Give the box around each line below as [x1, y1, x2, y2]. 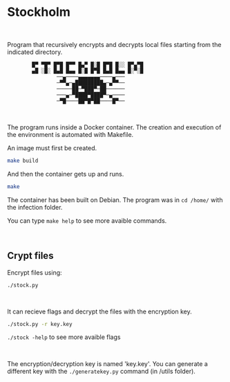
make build [7, 157, 39, 164]
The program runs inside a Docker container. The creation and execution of [7, 122, 222, 131]
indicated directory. [7, 48, 63, 56]
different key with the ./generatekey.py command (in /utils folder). [7, 367, 195, 376]
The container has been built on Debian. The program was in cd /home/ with [7, 195, 223, 204]
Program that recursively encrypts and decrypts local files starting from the [7, 40, 222, 48]
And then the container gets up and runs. [7, 170, 124, 178]
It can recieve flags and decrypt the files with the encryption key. [7, 307, 192, 316]
